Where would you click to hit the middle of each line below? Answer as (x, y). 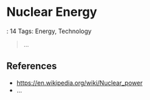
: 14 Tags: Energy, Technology (49, 31)
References (32, 66)
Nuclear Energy (52, 12)
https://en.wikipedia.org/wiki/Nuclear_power (79, 83)
